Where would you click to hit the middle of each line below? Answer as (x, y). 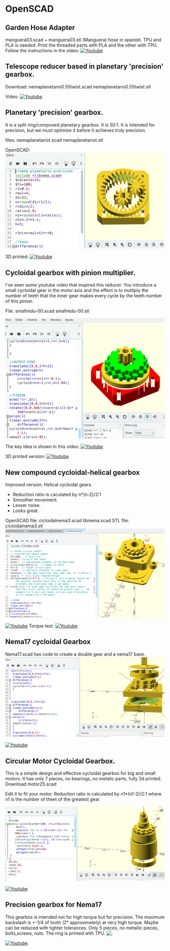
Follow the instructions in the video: (42, 51)
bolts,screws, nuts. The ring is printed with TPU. (55, 933)
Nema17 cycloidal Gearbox (48, 642)
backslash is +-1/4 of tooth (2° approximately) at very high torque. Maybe (82, 922)
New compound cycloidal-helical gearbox (73, 472)
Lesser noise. (27, 505)
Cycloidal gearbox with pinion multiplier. (70, 273)
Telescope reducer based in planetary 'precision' (84, 67)
